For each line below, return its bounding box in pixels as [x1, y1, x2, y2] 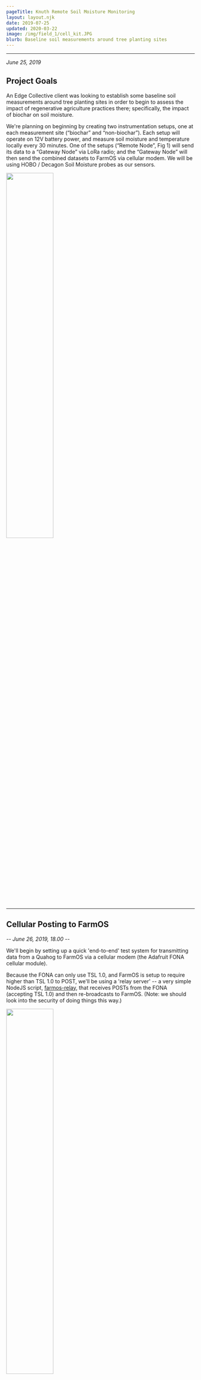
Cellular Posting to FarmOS [6, 919, 109, 929]
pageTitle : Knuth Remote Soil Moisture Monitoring [6, 8, 135, 15]
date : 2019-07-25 [6, 20, 50, 26]
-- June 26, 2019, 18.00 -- [6, 935, 70, 943]
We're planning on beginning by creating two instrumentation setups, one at [6, 122, 193, 129]
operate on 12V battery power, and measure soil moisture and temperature [6, 135, 190, 143]
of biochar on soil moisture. [6, 111, 74, 118]
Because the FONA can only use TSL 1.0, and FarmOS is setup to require [6, 971, 185, 979]
